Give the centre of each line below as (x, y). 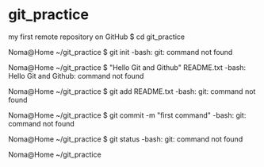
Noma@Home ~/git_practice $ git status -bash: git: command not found (126, 139)
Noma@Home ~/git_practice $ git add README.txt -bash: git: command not (132, 91)
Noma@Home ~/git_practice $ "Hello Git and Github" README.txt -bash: (127, 67)
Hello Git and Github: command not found (76, 76)
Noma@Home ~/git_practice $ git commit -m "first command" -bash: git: (127, 115)
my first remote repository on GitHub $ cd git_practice (96, 37)
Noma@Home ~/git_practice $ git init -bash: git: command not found (121, 52)
